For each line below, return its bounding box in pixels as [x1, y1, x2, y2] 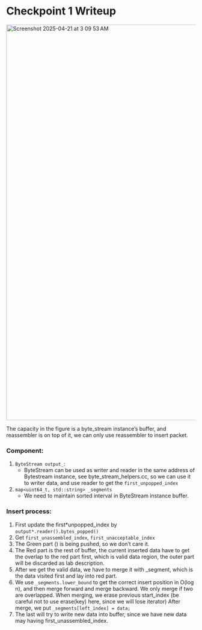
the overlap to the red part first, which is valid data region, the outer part [14, 553, 194, 560]
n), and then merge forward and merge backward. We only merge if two [14, 585, 194, 592]
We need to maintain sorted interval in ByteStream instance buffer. [23, 492, 189, 499]
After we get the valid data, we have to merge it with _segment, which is [14, 566, 194, 573]
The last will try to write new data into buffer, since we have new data [14, 610, 187, 618]
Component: [6, 446, 44, 455]
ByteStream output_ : [14, 460, 66, 467]
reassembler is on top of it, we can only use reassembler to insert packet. [6, 431, 188, 438]
